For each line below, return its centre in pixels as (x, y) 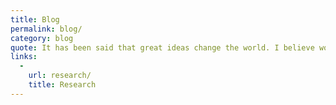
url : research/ (60, 76)
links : (24, 57)
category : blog (42, 38)
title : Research (62, 85)
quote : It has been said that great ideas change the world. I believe (162, 47)
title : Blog (35, 19)
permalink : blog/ (46, 29)
